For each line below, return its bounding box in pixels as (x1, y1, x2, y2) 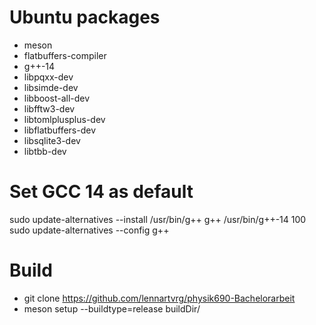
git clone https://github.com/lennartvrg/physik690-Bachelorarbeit (23, 292, 296, 304)
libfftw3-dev (23, 102, 76, 115)
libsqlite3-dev (23, 134, 81, 146)
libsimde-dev (23, 81, 79, 93)
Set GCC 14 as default (9, 181, 194, 203)
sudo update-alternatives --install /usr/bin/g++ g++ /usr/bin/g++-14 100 (9, 213, 307, 225)
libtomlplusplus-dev (23, 113, 106, 125)
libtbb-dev (23, 145, 67, 157)
